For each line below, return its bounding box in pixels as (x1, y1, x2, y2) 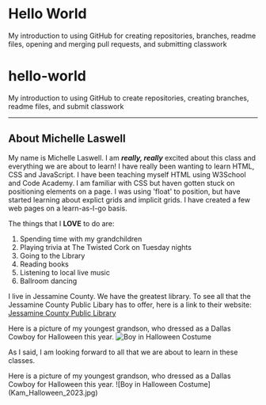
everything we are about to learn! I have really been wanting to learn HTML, (8, 161, 255, 171)
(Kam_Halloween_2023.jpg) (8, 388, 98, 397)
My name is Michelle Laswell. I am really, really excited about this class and (8, 153, 256, 162)
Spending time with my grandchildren (19, 234, 142, 244)
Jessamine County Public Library (8, 308, 116, 317)
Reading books (19, 259, 69, 269)
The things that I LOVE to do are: (8, 218, 115, 228)
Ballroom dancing (19, 276, 78, 286)
